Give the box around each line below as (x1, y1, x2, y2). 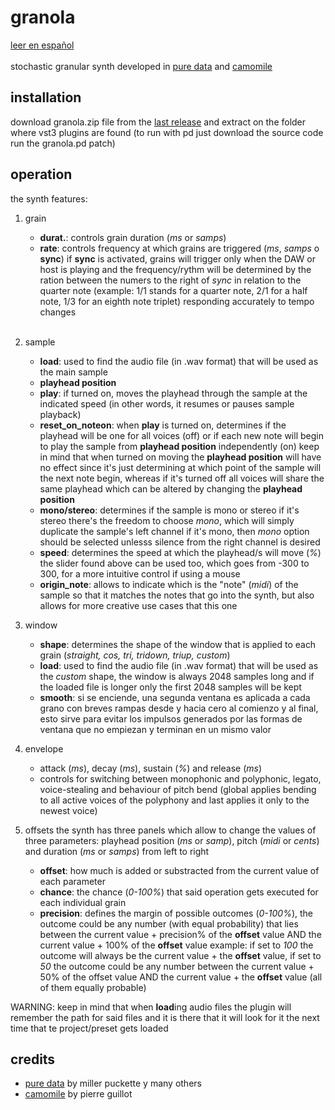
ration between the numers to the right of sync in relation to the (39, 274, 302, 286)
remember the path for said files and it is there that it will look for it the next (10, 1011, 320, 1023)
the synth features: (10, 192, 88, 205)
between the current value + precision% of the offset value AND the (39, 928, 322, 940)
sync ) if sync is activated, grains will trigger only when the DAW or (39, 252, 316, 265)
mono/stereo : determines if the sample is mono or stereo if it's (39, 504, 300, 516)
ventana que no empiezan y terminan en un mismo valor (39, 723, 272, 735)
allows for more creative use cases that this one (39, 599, 238, 611)
